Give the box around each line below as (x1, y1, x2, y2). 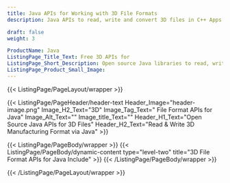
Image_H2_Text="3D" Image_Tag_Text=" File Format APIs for (41, 105, 213, 113)
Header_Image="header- (125, 98, 196, 107)
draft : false (7, 29, 44, 36)
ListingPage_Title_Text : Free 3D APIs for (7, 54, 130, 61)
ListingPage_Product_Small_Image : (7, 66, 106, 73)
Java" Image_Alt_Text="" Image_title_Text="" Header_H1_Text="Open (7, 113, 202, 121)
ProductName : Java (7, 47, 60, 55)
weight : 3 (7, 35, 36, 42)
